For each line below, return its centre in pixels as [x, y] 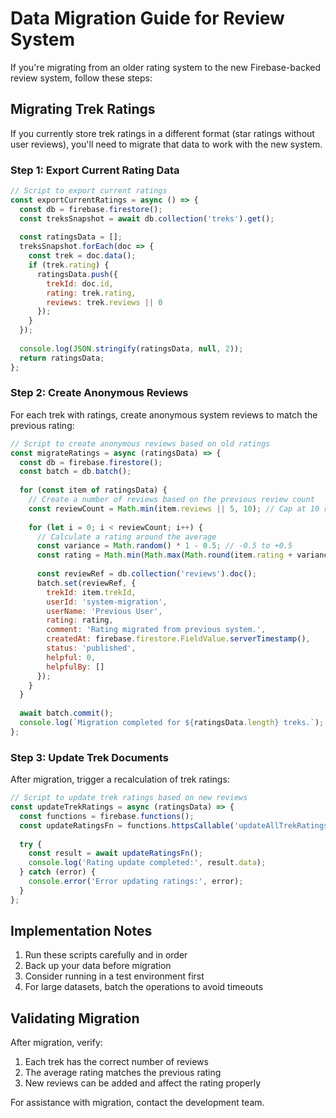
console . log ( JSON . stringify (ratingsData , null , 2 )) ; [131, 348]
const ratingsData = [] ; [71, 237]
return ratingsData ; [62, 358]
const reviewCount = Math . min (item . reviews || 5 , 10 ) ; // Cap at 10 [174, 508]
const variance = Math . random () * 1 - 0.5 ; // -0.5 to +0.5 [164, 546]
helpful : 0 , [71, 657]
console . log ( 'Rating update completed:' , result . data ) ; [147, 863]
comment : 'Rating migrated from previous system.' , [156, 630]
